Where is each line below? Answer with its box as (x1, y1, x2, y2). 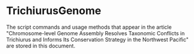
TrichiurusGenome (6, 4, 101, 18)
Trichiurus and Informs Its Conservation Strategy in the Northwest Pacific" (6, 36, 189, 43)
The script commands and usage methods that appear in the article (6, 23, 172, 31)
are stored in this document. (6, 42, 76, 49)
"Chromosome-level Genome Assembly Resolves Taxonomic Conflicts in (6, 29, 185, 36)
